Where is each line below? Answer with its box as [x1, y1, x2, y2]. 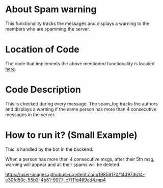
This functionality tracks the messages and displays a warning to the [5, 20, 150, 26]
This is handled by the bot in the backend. [5, 146, 93, 152]
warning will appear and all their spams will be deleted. [5, 162, 121, 168]
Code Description [5, 84, 81, 95]
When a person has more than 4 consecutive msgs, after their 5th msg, [5, 156, 155, 162]
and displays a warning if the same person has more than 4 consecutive [5, 106, 157, 112]
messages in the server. [5, 111, 56, 118]
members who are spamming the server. [5, 25, 90, 32]
